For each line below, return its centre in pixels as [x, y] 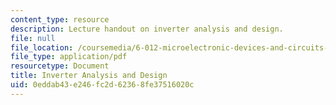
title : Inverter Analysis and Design [89, 76]
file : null [33, 38]
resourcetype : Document [60, 66]
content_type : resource [60, 19]
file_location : [42, 47]
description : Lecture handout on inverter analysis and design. [147, 29]
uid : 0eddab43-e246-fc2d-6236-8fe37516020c [102, 85]
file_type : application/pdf [69, 57]
